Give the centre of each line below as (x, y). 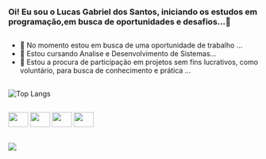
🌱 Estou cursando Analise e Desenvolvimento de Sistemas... (118, 54)
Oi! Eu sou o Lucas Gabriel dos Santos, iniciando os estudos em (133, 12)
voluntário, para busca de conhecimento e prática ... (105, 70)
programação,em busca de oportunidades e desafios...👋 (120, 21)
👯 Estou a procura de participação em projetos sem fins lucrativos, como (139, 62)
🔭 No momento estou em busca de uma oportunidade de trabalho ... (131, 45)
